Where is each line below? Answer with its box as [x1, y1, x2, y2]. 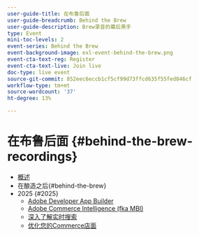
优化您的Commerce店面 [27, 221, 97, 230]
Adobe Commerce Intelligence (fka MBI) [27, 204, 144, 212]
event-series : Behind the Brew [7, 43, 98, 50]
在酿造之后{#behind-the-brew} [17, 181, 107, 190]
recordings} [7, 148, 78, 165]
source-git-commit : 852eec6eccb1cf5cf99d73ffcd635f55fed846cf [7, 75, 192, 83]
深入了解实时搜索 [27, 212, 78, 221]
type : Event [7, 29, 42, 37]
